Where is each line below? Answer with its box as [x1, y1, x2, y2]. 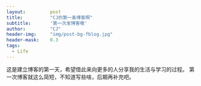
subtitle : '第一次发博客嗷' [6, 20, 88, 26]
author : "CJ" [6, 25, 62, 32]
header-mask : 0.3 [6, 37, 59, 43]
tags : [6, 43, 20, 49]
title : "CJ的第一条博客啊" [6, 15, 93, 21]
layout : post [6, 8, 62, 15]
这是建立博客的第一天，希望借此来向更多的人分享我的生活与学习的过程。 [6, 65, 188, 73]
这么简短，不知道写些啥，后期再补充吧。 [32, 73, 135, 81]
